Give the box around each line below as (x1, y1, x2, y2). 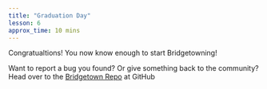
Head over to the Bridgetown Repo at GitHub (8, 72, 156, 82)
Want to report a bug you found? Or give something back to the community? (8, 64, 259, 73)
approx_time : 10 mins (8, 26, 81, 34)
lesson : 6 (8, 19, 42, 27)
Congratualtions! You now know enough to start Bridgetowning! (8, 48, 217, 58)
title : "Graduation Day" (8, 11, 91, 20)
